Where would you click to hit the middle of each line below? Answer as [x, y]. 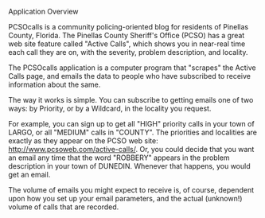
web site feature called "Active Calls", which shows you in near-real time [127, 44]
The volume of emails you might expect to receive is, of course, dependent [131, 190]
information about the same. [55, 84]
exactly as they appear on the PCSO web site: [83, 141]
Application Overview [43, 12]
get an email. [29, 175]
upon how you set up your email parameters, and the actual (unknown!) [125, 199]
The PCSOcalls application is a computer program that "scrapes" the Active [132, 68]
